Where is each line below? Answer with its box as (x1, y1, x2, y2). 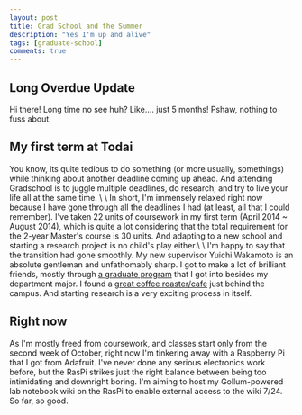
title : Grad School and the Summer (9, 22, 143, 31)
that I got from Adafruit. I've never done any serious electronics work (9, 356, 266, 367)
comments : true (9, 47, 67, 56)
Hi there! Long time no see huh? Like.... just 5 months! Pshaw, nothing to (9, 104, 278, 114)
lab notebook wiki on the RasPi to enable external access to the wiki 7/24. (9, 385, 283, 396)
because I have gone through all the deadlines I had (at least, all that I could (9, 202, 290, 212)
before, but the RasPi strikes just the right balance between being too (9, 366, 267, 377)
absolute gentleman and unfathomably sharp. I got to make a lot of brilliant (9, 258, 287, 270)
